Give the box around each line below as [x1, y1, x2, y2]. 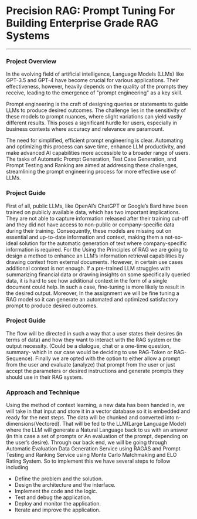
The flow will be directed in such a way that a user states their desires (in [6, 330, 183, 337]
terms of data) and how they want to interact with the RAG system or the [6, 336, 181, 343]
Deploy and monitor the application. [14, 500, 101, 507]
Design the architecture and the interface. [14, 481, 116, 489]
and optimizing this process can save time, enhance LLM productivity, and [6, 143, 186, 150]
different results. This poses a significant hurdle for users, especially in [6, 119, 178, 127]
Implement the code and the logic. [14, 488, 98, 495]
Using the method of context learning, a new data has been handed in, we [6, 402, 185, 409]
